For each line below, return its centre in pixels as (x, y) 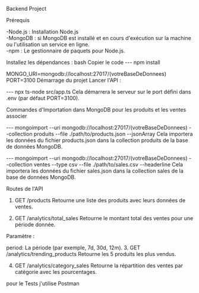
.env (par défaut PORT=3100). (43, 98)
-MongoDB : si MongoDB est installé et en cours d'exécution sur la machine (99, 38)
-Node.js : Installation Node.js (42, 32)
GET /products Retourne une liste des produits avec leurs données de (100, 200)
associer (17, 116)
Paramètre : (20, 236)
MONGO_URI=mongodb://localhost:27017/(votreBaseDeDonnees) (86, 74)
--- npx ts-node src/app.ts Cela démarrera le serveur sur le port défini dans (99, 92)
